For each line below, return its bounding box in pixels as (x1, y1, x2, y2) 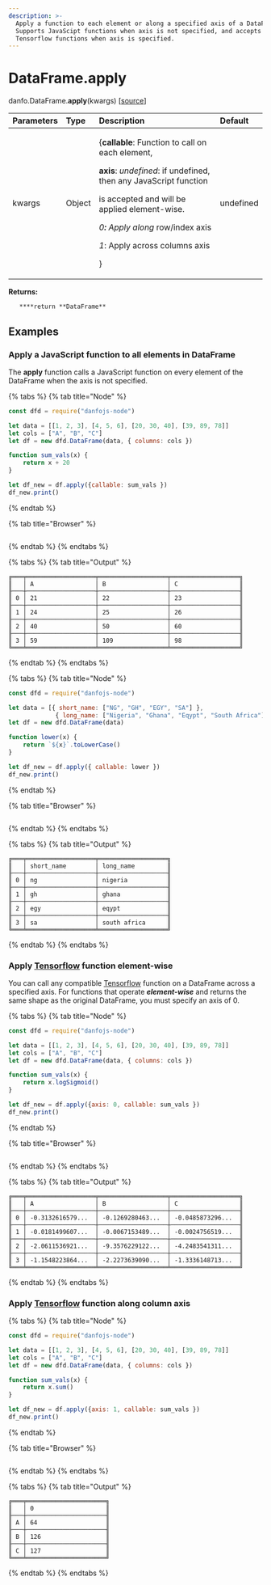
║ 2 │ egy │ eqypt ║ (8, 904, 172, 912)
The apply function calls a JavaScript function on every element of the (8, 367, 244, 377)
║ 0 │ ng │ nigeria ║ (8, 876, 172, 884)
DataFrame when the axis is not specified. (8, 375, 148, 385)
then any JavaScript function (98, 175, 208, 187)
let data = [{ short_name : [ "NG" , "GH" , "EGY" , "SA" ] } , (8, 704, 204, 712)
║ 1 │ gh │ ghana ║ (8, 890, 172, 898)
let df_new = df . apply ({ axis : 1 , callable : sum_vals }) (8, 1405, 200, 1414)
